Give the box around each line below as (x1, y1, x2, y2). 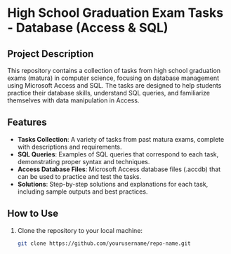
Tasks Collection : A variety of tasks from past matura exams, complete (17, 135, 225, 143)
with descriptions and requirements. (17, 142, 122, 151)
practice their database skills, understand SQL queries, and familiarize (7, 89, 211, 97)
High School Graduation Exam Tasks (7, 5, 223, 21)
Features (7, 116, 47, 128)
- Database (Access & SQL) (7, 20, 169, 36)
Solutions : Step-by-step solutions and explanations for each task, (17, 180, 209, 188)
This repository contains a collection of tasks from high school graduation (7, 67, 221, 74)
